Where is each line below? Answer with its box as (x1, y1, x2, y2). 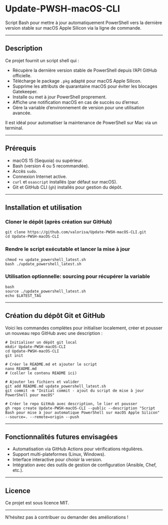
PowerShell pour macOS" (5, 392, 55, 398)
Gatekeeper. (12, 88, 38, 94)
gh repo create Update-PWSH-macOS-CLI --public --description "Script (5, 406, 155, 411)
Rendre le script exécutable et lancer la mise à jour (5, 246, 130, 253)
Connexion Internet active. (12, 173, 67, 180)
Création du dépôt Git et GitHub (5, 311, 105, 320)
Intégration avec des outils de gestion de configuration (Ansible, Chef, (12, 462, 157, 468)
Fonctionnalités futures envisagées (5, 433, 118, 441)
